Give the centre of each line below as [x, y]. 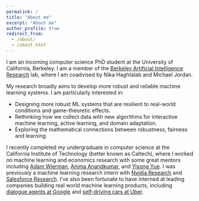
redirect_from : [25, 34]
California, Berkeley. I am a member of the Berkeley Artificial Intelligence [95, 68]
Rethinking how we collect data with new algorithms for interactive [96, 116]
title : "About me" [29, 17]
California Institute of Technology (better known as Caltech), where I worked [100, 153]
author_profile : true [33, 28]
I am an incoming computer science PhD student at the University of [90, 62]
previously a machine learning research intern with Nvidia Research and [94, 172]
